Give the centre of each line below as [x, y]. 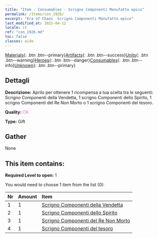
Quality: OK [17, 112]
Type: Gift [15, 121]
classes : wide [19, 41]
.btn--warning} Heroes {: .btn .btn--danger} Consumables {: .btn [67, 60]
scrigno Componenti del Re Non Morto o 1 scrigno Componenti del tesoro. [79, 102]
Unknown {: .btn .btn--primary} [45, 65]
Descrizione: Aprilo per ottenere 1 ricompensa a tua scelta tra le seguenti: [79, 92]
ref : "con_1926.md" [25, 32]
